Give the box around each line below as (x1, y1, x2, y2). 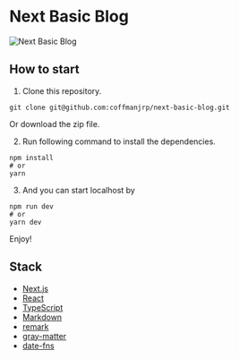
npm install (9, 153, 54, 162)
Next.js (21, 283, 49, 294)
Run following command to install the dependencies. (21, 136, 217, 147)
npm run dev (9, 201, 54, 211)
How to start (9, 62, 80, 77)
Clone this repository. (21, 85, 102, 96)
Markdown (21, 312, 63, 322)
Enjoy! (9, 233, 33, 244)
